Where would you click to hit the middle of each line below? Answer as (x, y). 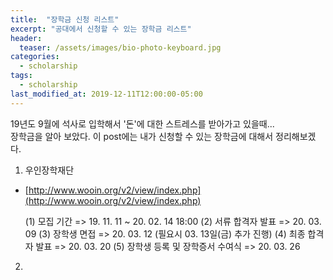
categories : (35, 57)
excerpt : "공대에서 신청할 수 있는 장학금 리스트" (101, 29)
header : (26, 38)
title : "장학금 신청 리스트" (65, 19)
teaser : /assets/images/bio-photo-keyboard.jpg (120, 47)
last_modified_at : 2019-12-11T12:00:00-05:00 (106, 94)
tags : (21, 76)
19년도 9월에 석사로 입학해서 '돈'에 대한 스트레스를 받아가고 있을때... (142, 123)
